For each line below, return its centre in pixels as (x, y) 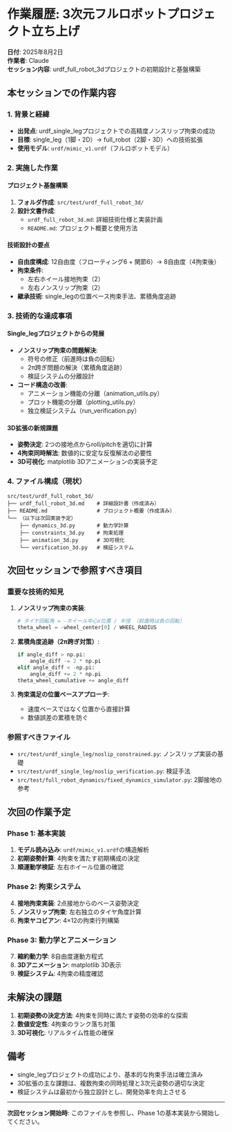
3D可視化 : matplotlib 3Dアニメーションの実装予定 (87, 462)
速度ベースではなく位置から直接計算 (79, 709)
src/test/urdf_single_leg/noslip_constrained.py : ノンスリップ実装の (117, 754)
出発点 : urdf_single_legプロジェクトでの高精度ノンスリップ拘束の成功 (116, 131)
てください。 (25, 1121)
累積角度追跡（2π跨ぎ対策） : (58, 642)
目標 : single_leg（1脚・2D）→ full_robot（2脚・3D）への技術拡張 (110, 140)
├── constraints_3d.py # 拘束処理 (72, 533)
